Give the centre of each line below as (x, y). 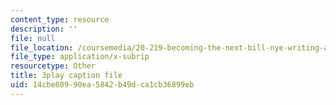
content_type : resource (60, 19)
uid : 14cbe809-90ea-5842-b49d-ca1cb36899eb (102, 85)
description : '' (44, 29)
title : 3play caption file (66, 76)
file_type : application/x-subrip (80, 57)
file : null (33, 38)
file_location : (42, 47)
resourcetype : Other (53, 66)
